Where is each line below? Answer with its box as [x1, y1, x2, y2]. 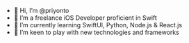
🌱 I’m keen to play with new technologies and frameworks [13, 28, 179, 36]
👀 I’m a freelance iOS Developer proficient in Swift [13, 14, 158, 22]
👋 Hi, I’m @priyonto [13, 7, 69, 14]
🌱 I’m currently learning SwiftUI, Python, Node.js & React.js [13, 21, 183, 29]
